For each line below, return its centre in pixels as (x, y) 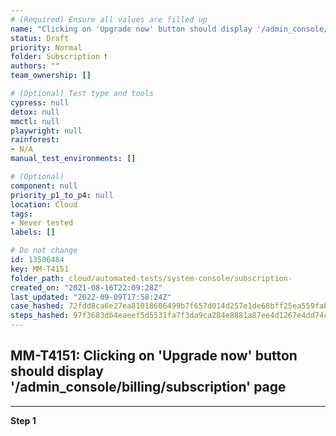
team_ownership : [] (51, 76)
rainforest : (35, 140)
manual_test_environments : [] (73, 159)
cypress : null (40, 102)
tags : (21, 214)
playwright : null (46, 131)
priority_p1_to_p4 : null (62, 195)
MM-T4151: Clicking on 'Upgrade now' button (154, 356)
